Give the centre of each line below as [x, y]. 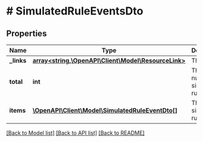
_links [18, 60]
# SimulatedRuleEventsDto [75, 11]
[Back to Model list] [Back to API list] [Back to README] [76, 133]
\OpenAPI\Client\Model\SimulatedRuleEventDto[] [105, 110]
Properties [27, 34]
